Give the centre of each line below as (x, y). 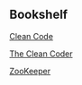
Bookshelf (39, 15)
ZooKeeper (30, 71)
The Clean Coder (41, 54)
